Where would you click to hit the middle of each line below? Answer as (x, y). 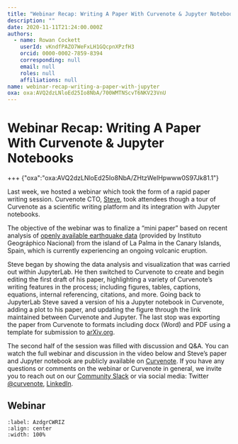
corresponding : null (50, 60)
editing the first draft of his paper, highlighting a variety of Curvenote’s (110, 279)
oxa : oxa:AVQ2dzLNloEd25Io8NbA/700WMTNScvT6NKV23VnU (87, 93)
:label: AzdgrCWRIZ (36, 422)
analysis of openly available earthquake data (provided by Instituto (104, 235)
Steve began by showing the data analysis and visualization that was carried (119, 265)
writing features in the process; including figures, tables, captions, (104, 287)
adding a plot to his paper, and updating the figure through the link (104, 310)
